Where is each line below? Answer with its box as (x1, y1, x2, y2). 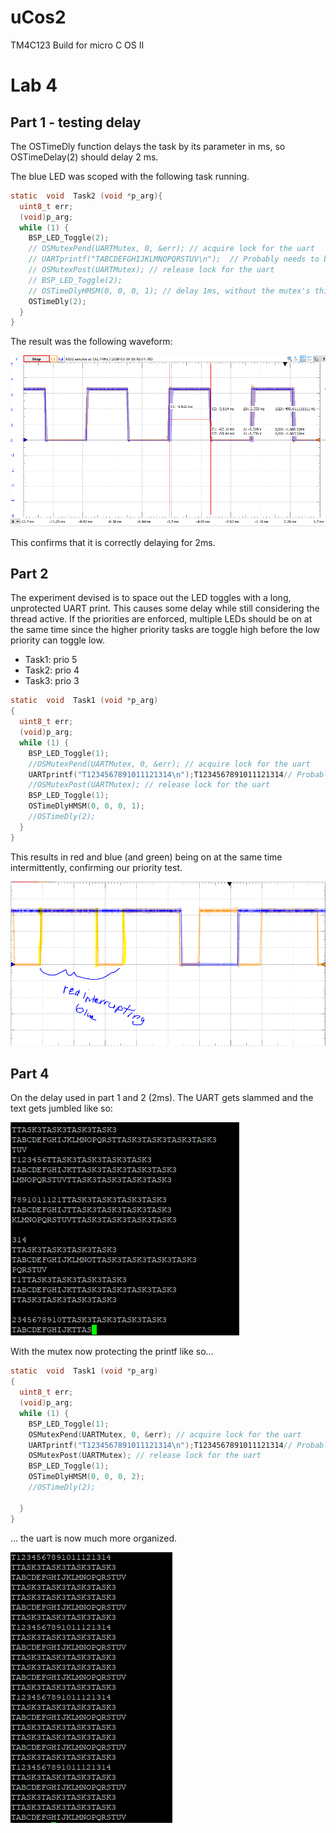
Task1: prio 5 (24, 654, 78, 666)
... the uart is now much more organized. (10, 1532, 178, 1544)
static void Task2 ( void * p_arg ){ (10, 191, 163, 201)
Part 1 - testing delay (10, 114, 142, 131)
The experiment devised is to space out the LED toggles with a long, (10, 592, 292, 604)
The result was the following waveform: (10, 336, 173, 348)
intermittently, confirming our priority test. (10, 861, 183, 873)
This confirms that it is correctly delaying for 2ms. (10, 536, 216, 548)
